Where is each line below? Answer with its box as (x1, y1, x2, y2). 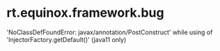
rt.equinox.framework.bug (6, 5, 164, 21)
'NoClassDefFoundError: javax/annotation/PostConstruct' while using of (6, 28, 213, 36)
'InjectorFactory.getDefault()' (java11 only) (6, 35, 127, 43)
